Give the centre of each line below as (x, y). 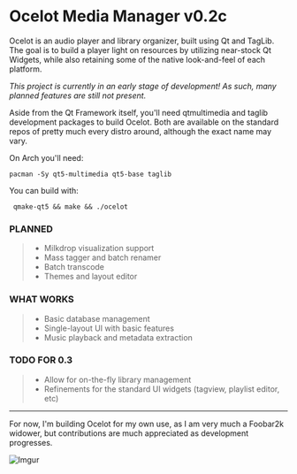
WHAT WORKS (42, 300)
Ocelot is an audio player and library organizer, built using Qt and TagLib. (142, 41)
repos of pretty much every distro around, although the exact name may (141, 131)
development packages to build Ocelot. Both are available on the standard (144, 122)
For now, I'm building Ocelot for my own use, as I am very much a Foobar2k (147, 424)
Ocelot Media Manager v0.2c (118, 16)
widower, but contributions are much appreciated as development (129, 433)
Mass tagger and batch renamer (103, 257)
